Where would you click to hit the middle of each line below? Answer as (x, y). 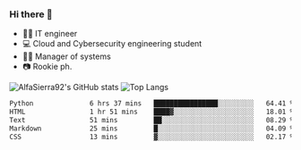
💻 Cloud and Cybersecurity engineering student (112, 44)
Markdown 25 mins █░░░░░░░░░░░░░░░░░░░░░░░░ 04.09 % (152, 129)
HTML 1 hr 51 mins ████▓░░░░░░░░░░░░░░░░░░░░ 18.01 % (152, 112)
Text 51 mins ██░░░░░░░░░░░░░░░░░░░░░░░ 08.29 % (152, 121)
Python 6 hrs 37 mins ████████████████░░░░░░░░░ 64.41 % (152, 104)
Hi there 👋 (31, 14)
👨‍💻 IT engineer (50, 34)
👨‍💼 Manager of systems (67, 56)
